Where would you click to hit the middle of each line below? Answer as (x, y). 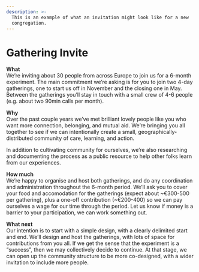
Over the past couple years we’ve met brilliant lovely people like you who (97, 119)
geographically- (157, 132)
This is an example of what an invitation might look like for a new (100, 17)
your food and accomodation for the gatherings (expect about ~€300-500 (98, 193)
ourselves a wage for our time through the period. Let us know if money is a (100, 206)
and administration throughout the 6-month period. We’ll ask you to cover (97, 187)
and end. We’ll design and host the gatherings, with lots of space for (91, 237)
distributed (19, 138)
